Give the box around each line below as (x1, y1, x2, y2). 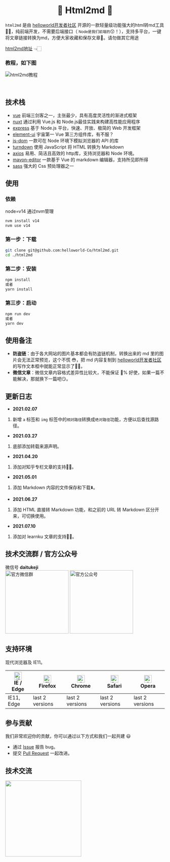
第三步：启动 (5, 299, 37, 307)
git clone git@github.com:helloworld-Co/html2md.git (5, 248, 119, 253)
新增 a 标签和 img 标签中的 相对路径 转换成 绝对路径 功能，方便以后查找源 (12, 417, 155, 422)
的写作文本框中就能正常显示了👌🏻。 (12, 363, 86, 369)
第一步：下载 (5, 236, 37, 243)
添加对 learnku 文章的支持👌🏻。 (12, 534, 77, 539)
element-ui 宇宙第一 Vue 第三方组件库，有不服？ (12, 131, 114, 137)
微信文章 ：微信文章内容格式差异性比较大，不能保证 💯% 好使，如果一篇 (12, 369, 160, 376)
